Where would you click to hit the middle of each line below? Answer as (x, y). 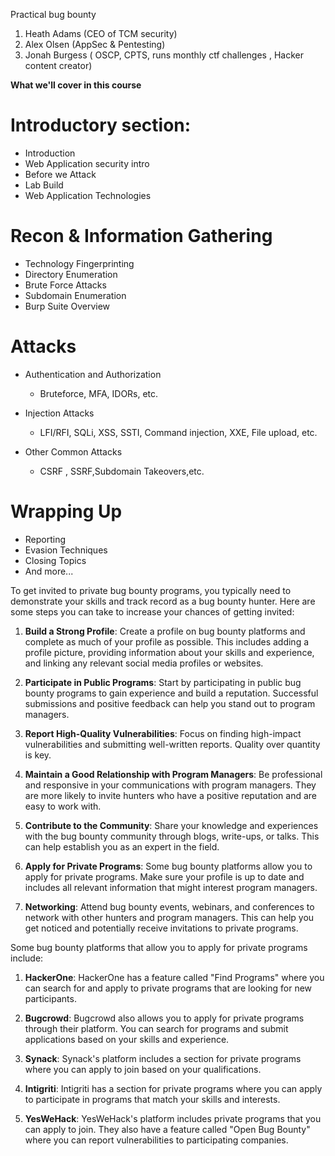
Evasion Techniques (66, 550)
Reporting (45, 539)
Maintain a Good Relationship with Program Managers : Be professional (173, 774)
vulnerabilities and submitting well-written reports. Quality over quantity (172, 744)
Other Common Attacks (73, 451)
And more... (49, 571)
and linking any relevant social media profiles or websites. (144, 663)
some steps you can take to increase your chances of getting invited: (152, 611)
